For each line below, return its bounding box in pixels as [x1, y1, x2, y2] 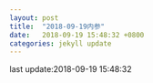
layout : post [9, 13, 59, 23]
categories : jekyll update [9, 38, 112, 48]
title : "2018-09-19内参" [9, 22, 105, 31]
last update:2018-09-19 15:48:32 [9, 64, 132, 75]
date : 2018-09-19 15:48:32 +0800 [9, 30, 145, 39]
